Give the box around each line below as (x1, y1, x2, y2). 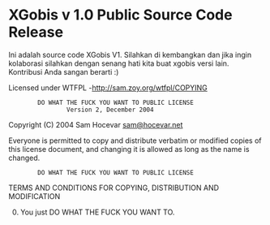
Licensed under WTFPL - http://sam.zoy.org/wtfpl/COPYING (8, 83, 208, 93)
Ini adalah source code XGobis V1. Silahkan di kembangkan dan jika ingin (8, 50, 252, 59)
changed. (8, 153, 41, 162)
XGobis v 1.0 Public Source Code (8, 6, 233, 24)
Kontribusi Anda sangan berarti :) (8, 67, 119, 76)
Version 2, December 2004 (66, 106, 154, 114)
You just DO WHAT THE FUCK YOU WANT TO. (19, 207, 175, 217)
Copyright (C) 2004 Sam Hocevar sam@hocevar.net (8, 119, 183, 129)
